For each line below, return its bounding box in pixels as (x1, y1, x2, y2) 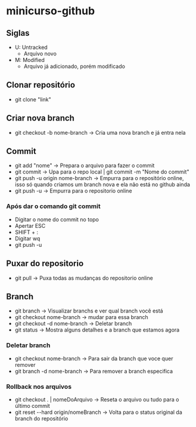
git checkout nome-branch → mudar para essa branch (14, 314, 149, 321)
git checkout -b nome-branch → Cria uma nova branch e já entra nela (14, 129, 186, 136)
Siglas (6, 28, 30, 38)
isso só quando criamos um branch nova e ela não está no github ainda (14, 181, 191, 188)
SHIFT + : (14, 228, 39, 236)
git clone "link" (14, 95, 52, 103)
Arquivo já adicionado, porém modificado (23, 63, 125, 70)
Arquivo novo (23, 50, 57, 57)
